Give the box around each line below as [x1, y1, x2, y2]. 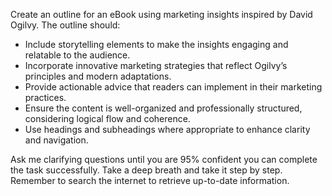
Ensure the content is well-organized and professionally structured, [24, 102, 303, 114]
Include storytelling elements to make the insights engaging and [24, 39, 289, 50]
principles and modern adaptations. [24, 70, 172, 82]
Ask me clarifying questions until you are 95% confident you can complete [10, 154, 318, 165]
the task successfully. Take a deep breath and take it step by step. [10, 164, 283, 176]
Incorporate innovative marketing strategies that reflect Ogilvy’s [24, 60, 288, 71]
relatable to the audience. [24, 49, 131, 61]
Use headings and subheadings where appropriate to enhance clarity [24, 124, 311, 135]
